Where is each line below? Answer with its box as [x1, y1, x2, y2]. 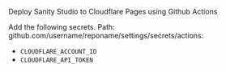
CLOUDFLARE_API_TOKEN [19, 56, 93, 64]
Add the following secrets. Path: [8, 22, 115, 31]
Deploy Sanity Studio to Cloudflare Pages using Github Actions [8, 7, 218, 16]
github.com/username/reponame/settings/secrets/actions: [8, 31, 204, 40]
